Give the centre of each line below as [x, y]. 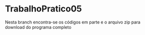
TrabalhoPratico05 [43, 9]
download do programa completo [38, 27]
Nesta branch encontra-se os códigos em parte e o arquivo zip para [73, 22]
